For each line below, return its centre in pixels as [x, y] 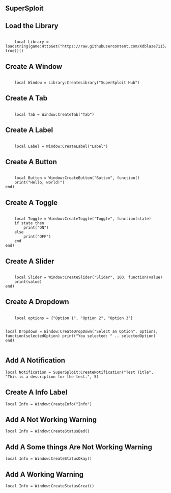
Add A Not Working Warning [51, 419]
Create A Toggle [32, 203]
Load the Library [32, 26]
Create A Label [29, 130]
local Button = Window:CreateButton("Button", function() [77, 178]
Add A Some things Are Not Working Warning [79, 447]
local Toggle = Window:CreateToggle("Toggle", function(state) [83, 219]
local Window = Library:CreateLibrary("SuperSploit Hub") [77, 83]
